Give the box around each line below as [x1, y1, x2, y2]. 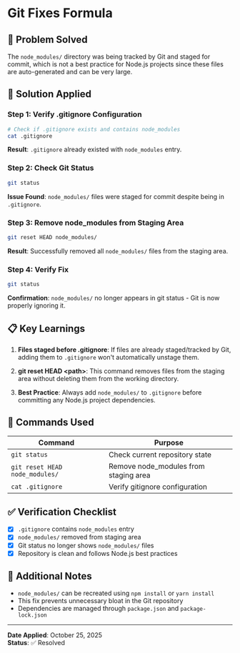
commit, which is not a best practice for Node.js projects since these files [7, 60, 224, 69]
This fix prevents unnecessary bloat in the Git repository [17, 597, 184, 605]
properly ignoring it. [7, 301, 66, 310]
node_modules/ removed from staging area [17, 533, 141, 542]
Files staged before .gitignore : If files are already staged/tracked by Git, [17, 345, 231, 354]
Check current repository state [108, 450, 212, 460]
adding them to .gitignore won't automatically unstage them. [17, 353, 200, 361]
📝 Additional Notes [7, 570, 92, 582]
